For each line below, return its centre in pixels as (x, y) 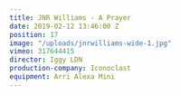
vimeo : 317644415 (42, 52)
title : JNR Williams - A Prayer (70, 18)
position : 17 (34, 34)
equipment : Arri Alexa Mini (62, 77)
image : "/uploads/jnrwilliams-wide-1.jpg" (90, 43)
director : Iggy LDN (46, 60)
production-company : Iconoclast (70, 69)
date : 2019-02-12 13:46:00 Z (64, 26)
